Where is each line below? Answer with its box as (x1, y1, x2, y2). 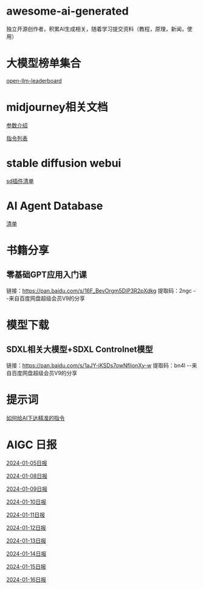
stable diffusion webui (6, 157, 122, 170)
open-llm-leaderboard (6, 77, 62, 84)
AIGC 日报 (6, 438, 58, 452)
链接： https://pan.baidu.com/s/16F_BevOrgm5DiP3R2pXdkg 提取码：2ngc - (6, 287, 196, 294)
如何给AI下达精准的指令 (6, 414, 65, 421)
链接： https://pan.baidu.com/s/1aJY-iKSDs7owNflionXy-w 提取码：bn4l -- (6, 362, 192, 369)
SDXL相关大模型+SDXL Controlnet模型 (6, 344, 153, 355)
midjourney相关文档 (6, 101, 108, 114)
